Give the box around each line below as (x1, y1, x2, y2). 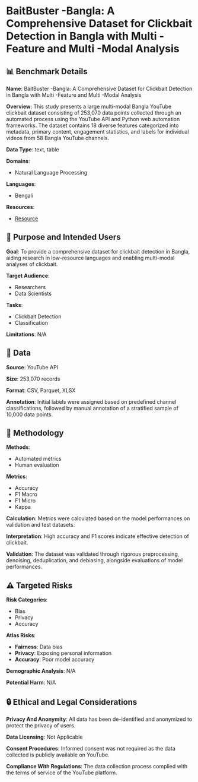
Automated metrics (14, 455, 62, 463)
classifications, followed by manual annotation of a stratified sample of (6, 404, 179, 411)
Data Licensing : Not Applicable (6, 733, 83, 740)
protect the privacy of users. (6, 722, 76, 729)
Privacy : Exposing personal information (14, 650, 112, 657)
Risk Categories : (6, 596, 48, 603)
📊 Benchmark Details (6, 67, 88, 77)
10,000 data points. (6, 411, 53, 418)
